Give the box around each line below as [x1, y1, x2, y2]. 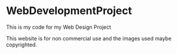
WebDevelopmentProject [6, 4, 132, 18]
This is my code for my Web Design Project [6, 23, 112, 31]
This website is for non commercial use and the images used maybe [6, 35, 172, 42]
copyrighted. [6, 41, 37, 48]
